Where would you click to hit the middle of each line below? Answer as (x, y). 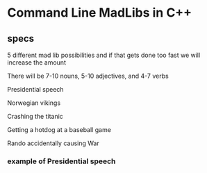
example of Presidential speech (61, 161)
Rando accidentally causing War (53, 143)
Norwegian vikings (34, 103)
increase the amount (36, 63)
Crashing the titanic (35, 116)
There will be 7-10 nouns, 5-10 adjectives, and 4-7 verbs (88, 76)
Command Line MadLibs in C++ (100, 13)
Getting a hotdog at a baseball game (59, 130)
